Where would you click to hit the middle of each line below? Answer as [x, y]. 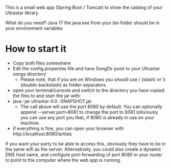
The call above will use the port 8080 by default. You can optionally [91, 107]
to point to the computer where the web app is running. [63, 160]
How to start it [36, 49]
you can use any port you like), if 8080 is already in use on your [87, 117]
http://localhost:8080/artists [42, 134]
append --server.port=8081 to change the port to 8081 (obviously [89, 112]
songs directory [29, 74]
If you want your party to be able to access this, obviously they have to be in [86, 143]
